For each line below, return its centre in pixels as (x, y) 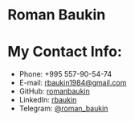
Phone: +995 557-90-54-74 (65, 74)
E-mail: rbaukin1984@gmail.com (73, 83)
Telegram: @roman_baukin (63, 108)
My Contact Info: (65, 52)
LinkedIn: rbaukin (48, 100)
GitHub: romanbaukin (54, 91)
